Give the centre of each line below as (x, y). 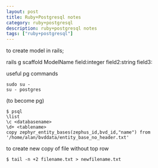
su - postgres (24, 90)
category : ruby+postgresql (40, 23)
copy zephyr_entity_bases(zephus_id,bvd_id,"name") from (78, 132)
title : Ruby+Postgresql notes (44, 17)
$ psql (14, 112)
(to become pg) (25, 101)
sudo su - (18, 85)
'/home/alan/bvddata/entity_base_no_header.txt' (68, 138)
